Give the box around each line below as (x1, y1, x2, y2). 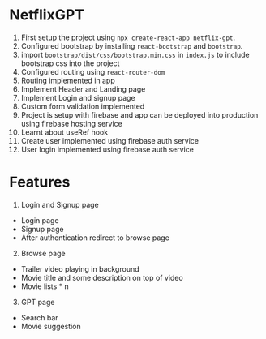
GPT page (20, 297, 55, 307)
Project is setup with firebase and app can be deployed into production (20, 109, 259, 119)
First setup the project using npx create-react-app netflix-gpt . (20, 32, 236, 42)
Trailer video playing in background (20, 264, 139, 273)
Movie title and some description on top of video (20, 272, 183, 282)
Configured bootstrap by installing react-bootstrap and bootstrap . (20, 41, 243, 50)
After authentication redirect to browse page (20, 233, 169, 242)
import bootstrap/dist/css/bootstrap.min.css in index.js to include (20, 49, 250, 59)
